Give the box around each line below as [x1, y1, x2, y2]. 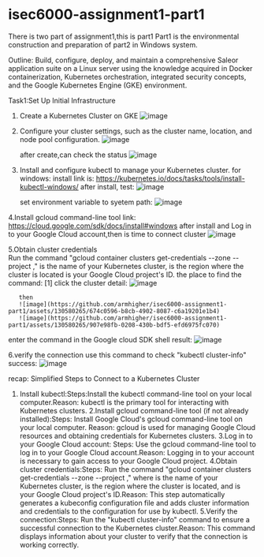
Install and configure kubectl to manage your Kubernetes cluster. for [19, 165, 242, 174]
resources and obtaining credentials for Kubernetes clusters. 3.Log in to [19, 431, 254, 440]
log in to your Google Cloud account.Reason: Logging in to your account [19, 447, 255, 457]
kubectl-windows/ [19, 181, 79, 191]
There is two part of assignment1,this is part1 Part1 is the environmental [8, 32, 240, 41]
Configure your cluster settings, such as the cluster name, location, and [19, 126, 252, 136]
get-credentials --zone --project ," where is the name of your [19, 473, 218, 482]
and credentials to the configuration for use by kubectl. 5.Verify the [19, 507, 238, 516]
